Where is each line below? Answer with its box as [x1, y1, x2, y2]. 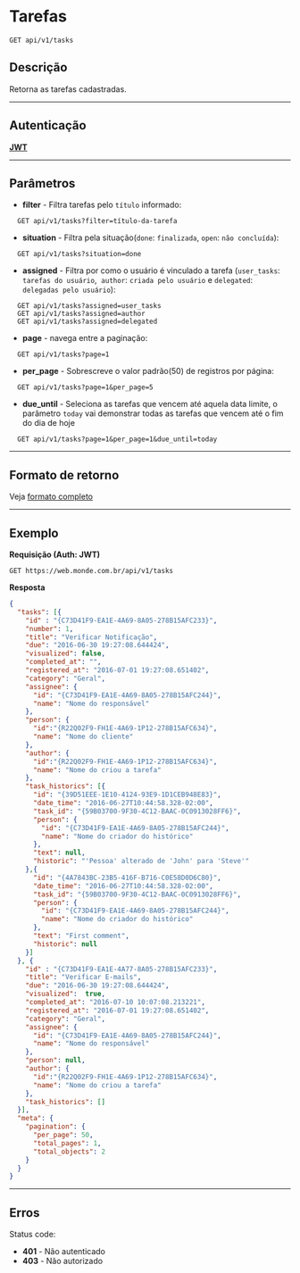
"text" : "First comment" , [32, 931, 129, 940]
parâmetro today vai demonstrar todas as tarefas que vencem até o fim [21, 408, 284, 419]
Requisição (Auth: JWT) [9, 549, 101, 560]
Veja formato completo [9, 491, 94, 502]
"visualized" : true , [25, 989, 105, 999]
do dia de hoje [21, 418, 76, 428]
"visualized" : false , [25, 649, 105, 658]
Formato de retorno [9, 467, 120, 483]
